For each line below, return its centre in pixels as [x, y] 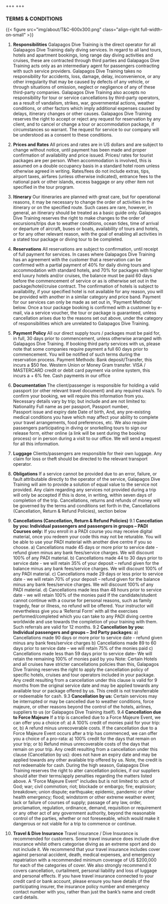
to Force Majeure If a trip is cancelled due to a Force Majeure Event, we [87, 717]
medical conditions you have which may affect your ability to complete [85, 417]
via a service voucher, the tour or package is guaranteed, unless [90, 313]
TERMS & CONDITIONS [34, 19]
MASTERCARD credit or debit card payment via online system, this [81, 370]
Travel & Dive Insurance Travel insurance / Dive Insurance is [75, 833]
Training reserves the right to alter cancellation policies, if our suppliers [86, 770]
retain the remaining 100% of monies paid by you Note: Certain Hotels [85, 659]
